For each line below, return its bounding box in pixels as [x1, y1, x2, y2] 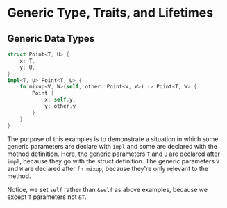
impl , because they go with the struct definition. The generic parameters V [7, 157, 220, 165]
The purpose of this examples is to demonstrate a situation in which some [7, 134, 219, 143]
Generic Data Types [7, 33, 95, 45]
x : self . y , [44, 96, 76, 104]
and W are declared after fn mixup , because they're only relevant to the [7, 164, 209, 173]
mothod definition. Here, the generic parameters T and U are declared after [7, 150, 220, 158]
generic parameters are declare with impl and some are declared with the [7, 142, 217, 150]
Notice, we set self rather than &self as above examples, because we [7, 185, 208, 193]
